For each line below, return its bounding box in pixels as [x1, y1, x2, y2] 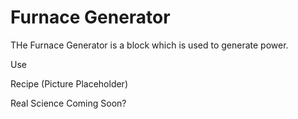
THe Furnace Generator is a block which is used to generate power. [10, 39, 289, 51]
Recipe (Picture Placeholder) [10, 77, 128, 90]
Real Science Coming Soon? [10, 97, 127, 109]
